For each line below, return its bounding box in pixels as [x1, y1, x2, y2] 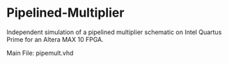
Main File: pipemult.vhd [6, 49, 74, 57]
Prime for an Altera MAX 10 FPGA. [6, 35, 104, 43]
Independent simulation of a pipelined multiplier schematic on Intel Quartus [6, 28, 222, 36]
